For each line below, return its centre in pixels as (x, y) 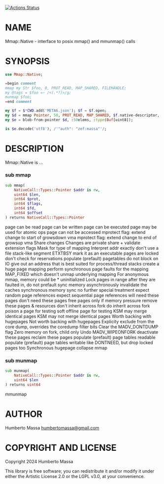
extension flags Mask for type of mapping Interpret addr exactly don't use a (82, 248)
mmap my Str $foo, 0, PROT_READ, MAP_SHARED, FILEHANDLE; (66, 88)
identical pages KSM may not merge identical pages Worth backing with (78, 316)
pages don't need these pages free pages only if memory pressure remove (81, 300)
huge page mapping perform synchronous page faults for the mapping (77, 269)
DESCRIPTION (34, 149)
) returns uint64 (23, 385)
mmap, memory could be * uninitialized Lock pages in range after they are (81, 279)
